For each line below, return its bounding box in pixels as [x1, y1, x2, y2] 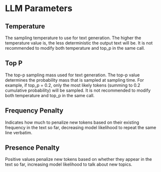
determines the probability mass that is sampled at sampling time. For [5, 77, 144, 83]
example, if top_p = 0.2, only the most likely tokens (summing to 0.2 [5, 82, 141, 88]
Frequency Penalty [5, 107, 64, 115]
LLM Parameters [5, 3, 73, 14]
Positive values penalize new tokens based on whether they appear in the [5, 157, 152, 162]
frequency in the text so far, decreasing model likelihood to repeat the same [5, 124, 157, 130]
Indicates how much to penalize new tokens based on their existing [5, 119, 140, 125]
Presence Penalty [5, 143, 60, 152]
